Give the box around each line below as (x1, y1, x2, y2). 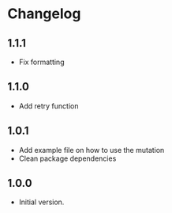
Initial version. (18, 197, 65, 207)
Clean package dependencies (18, 154, 117, 163)
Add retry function (18, 101, 79, 111)
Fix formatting (18, 57, 65, 67)
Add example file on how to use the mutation (18, 145, 165, 154)
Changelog (7, 5, 81, 23)
